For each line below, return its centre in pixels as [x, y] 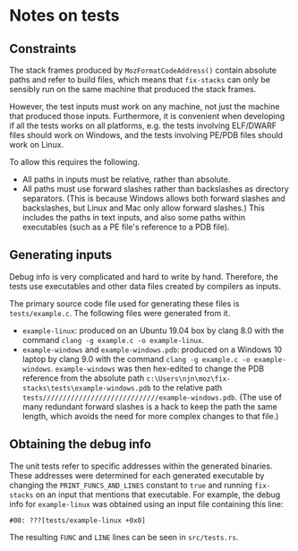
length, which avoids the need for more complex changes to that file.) [150, 416]
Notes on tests [64, 16]
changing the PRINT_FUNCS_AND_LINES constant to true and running [131, 485]
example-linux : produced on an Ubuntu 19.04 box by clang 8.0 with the [153, 330]
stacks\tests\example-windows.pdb [86, 388]
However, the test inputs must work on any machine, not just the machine [145, 107]
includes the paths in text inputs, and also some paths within [134, 217]
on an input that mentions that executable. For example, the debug [158, 495]
